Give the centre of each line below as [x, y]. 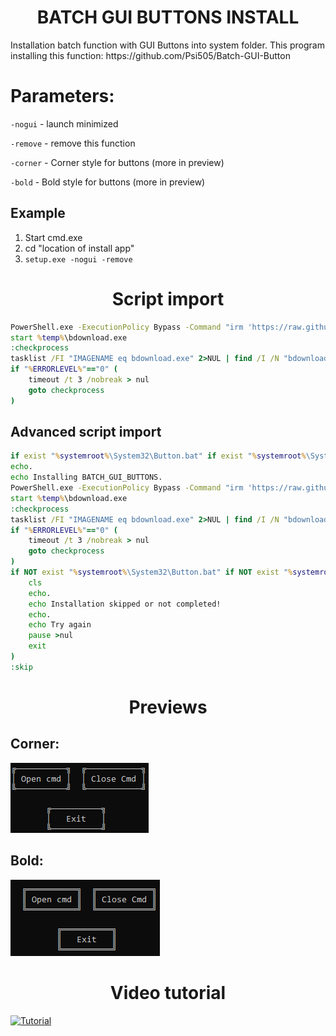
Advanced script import [86, 432]
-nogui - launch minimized [64, 123]
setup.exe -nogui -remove [78, 259]
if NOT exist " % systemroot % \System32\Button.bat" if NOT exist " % [151, 572]
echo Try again [60, 625]
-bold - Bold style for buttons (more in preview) [108, 182]
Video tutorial [168, 992]
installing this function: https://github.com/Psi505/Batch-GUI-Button [150, 55]
